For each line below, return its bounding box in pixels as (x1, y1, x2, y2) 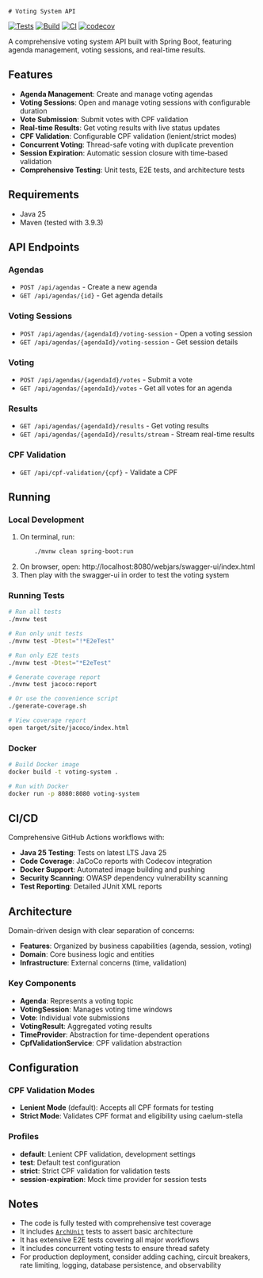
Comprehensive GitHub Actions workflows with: (8, 833, 165, 842)
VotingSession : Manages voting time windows (19, 1004, 173, 1014)
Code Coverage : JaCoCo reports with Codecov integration (19, 857, 212, 866)
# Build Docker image (8, 761, 80, 769)
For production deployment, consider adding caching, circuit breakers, (19, 1252, 251, 1261)
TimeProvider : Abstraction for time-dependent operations (19, 1030, 210, 1039)
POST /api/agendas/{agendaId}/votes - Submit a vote (19, 374, 192, 384)
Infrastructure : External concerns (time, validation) (19, 958, 188, 968)
